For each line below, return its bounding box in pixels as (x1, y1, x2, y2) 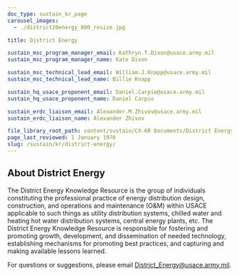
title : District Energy (7, 36, 78, 44)
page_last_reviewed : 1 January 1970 (7, 134, 116, 141)
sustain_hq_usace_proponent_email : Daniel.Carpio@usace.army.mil (7, 88, 205, 96)
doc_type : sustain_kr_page (7, 10, 87, 18)
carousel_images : (7, 17, 59, 24)
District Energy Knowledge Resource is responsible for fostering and (7, 224, 208, 232)
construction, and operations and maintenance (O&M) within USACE (7, 201, 208, 210)
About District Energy (7, 167, 105, 179)
